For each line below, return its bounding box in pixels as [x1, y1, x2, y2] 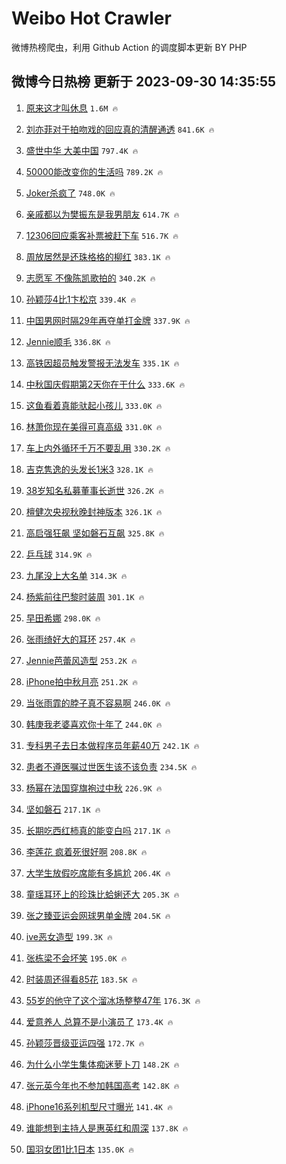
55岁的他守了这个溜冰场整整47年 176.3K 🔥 [25, 994, 201, 1006]
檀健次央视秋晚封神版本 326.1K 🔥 [25, 505, 163, 517]
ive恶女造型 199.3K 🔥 [25, 930, 113, 942]
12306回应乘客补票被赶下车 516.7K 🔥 [25, 229, 179, 241]
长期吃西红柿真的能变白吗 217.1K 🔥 [25, 824, 171, 836]
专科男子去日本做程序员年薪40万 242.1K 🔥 [25, 739, 200, 751]
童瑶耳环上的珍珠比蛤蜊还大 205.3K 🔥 [25, 888, 180, 900]
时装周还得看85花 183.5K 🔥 [25, 973, 138, 985]
